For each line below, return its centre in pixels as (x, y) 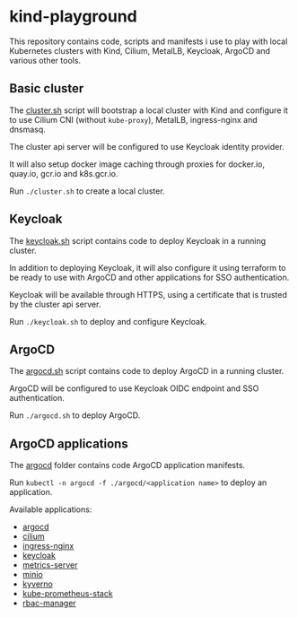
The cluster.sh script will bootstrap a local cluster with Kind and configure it (149, 110)
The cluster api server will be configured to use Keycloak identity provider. (147, 146)
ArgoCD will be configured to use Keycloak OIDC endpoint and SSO (134, 388)
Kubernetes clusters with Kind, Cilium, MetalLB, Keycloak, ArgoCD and (140, 50)
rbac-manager (49, 604)
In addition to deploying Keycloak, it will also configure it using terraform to (148, 267)
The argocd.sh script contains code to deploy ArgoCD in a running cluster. (147, 371)
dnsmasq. (28, 129)
